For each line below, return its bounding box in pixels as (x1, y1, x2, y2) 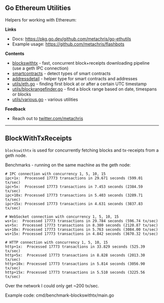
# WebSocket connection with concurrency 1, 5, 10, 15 (5, 214, 119, 219)
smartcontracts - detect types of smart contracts (12, 70, 111, 76)
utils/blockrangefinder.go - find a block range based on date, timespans (12, 86, 157, 92)
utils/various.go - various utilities (12, 96, 78, 102)
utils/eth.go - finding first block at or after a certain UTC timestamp (12, 81, 147, 87)
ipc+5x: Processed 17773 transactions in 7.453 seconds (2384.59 (5, 184, 143, 189)
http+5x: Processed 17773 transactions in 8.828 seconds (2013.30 (5, 253, 145, 257)
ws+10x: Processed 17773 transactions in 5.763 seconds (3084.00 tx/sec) (5, 227, 159, 232)
